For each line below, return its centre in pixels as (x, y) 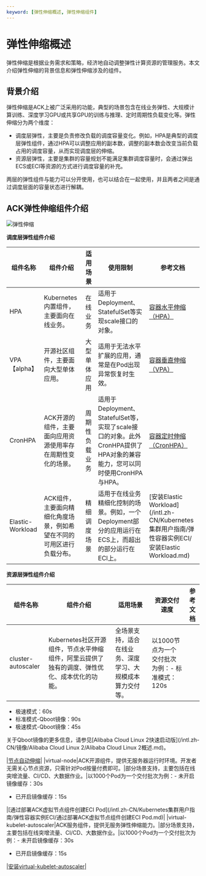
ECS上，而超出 (119, 540)
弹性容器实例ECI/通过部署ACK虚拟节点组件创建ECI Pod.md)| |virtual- (100, 818)
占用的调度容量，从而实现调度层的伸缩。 (66, 151)
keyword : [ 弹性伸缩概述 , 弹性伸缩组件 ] (51, 12)
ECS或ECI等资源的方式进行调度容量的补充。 (71, 166)
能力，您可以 (116, 464)
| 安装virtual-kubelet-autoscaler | (47, 867)
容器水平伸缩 (168, 308)
